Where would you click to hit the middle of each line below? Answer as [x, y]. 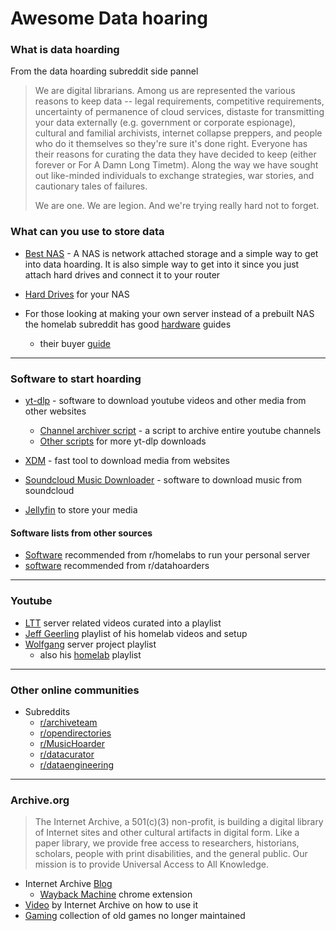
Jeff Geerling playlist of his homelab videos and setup [136, 633]
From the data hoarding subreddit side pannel [104, 71]
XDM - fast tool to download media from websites [127, 461]
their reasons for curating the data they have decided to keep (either [175, 154]
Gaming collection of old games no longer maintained [135, 916]
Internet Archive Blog [68, 884]
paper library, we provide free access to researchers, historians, [167, 843]
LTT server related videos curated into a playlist [123, 623]
